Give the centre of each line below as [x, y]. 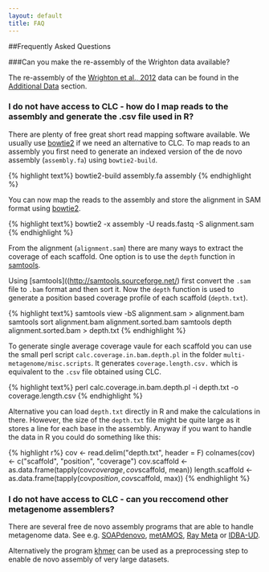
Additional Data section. [48, 86]
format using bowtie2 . [45, 208]
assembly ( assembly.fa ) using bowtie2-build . [83, 160]
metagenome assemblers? [61, 509]
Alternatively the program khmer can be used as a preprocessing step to [128, 551]
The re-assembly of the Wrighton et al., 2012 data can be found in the [124, 77]
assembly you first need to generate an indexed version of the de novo [125, 151]
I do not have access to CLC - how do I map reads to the [118, 107]
